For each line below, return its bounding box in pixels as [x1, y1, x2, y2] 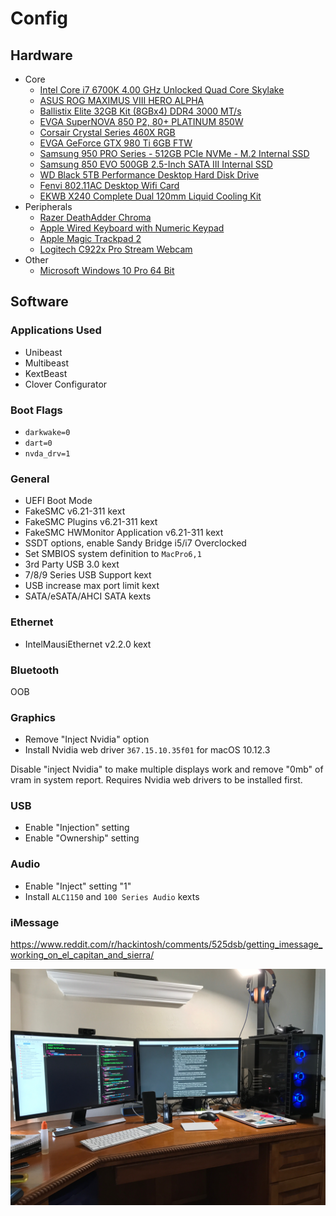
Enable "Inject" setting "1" [24, 880, 132, 892]
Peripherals [24, 201, 73, 212]
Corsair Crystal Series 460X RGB [39, 127, 176, 138]
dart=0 [24, 438, 53, 448]
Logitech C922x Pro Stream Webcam [39, 243, 193, 255]
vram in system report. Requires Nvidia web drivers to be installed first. [10, 774, 303, 786]
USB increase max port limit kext [24, 580, 160, 592]
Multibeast [24, 357, 69, 369]
